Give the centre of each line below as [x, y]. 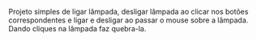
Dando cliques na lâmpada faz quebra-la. [77, 29]
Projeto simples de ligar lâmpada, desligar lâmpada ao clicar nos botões [128, 12]
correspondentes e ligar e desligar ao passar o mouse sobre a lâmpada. [128, 20]
